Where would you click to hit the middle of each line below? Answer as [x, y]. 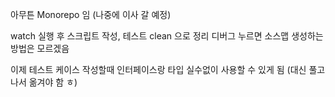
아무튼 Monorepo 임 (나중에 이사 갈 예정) [91, 14]
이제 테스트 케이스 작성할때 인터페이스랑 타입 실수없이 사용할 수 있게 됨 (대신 [158, 69]
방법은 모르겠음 [40, 48]
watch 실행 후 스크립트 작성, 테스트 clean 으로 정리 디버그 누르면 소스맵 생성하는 [167, 36]
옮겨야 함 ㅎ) [53, 82]
